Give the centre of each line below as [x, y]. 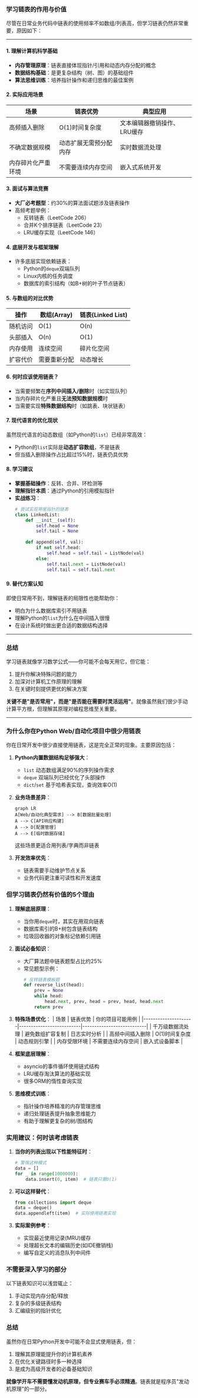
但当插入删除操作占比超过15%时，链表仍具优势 [71, 454]
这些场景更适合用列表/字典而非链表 [57, 845]
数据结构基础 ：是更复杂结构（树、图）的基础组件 [74, 73]
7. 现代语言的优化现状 [32, 420]
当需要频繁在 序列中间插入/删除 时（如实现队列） [72, 391]
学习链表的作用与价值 [36, 9]
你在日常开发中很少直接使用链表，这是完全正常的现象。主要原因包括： [91, 745]
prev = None [49, 991]
